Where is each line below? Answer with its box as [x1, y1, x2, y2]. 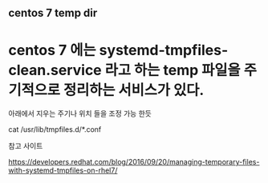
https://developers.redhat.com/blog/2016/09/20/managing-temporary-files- [8, 157, 260, 167]
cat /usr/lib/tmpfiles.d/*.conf [8, 125, 102, 134]
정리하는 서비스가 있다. [63, 81, 205, 99]
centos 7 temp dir [8, 6, 98, 20]
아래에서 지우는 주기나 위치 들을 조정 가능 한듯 [8, 109, 152, 118]
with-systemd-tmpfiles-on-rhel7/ [8, 165, 118, 175]
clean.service [8, 61, 102, 79]
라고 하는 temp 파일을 [104, 61, 241, 79]
